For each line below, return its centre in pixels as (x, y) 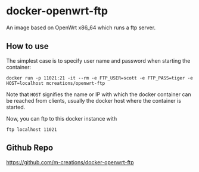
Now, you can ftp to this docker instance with (62, 118)
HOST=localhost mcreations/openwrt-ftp (56, 83)
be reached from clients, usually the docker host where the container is (94, 100)
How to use (27, 46)
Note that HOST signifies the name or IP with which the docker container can (99, 94)
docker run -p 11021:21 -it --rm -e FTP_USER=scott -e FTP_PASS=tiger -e (100, 78)
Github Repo (30, 148)
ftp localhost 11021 (32, 130)
